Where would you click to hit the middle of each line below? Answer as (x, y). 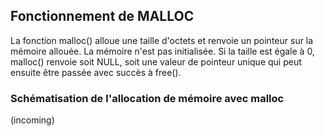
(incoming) (32, 120)
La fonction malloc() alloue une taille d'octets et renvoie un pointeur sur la (162, 40)
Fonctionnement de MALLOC (102, 16)
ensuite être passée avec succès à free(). (96, 72)
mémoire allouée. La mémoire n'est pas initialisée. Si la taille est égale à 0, (162, 51)
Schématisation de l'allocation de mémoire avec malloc (147, 98)
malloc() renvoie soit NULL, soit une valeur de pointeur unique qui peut (156, 61)
